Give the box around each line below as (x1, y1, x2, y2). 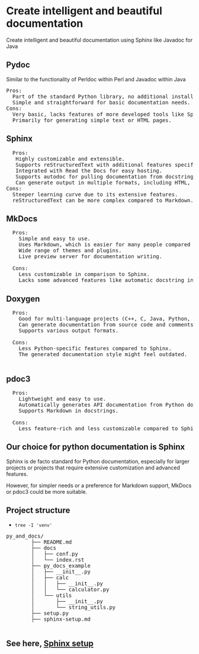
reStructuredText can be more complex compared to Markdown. (12, 197, 194, 204)
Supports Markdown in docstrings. (18, 408, 119, 414)
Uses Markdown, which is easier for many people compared (18, 242, 191, 248)
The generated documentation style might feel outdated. (18, 351, 188, 358)
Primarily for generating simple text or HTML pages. (12, 117, 172, 123)
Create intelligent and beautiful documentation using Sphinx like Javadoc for (6, 36, 193, 43)
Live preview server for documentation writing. (18, 253, 163, 260)
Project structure (6, 506, 70, 516)
